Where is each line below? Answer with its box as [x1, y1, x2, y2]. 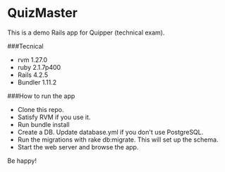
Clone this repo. [17, 105, 64, 113]
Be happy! [7, 156, 37, 165]
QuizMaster [7, 5, 78, 21]
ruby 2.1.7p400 [17, 63, 61, 71]
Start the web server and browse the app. [17, 142, 139, 151]
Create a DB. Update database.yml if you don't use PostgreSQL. [17, 128, 204, 136]
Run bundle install [17, 120, 70, 128]
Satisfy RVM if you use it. [17, 113, 91, 121]
